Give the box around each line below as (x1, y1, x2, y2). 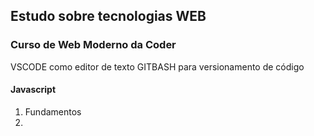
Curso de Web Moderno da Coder (10, 38, 177, 52)
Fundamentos (24, 105, 82, 118)
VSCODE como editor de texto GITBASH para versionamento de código (10, 60, 305, 73)
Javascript (10, 84, 57, 96)
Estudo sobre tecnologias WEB (10, 8, 207, 25)
